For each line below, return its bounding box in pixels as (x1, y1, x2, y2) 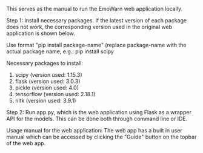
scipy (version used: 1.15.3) (15, 71, 83, 78)
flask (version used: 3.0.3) (15, 78, 81, 85)
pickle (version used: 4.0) (15, 84, 79, 91)
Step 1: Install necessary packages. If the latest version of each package (6, 17, 187, 24)
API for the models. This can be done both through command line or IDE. (6, 115, 188, 122)
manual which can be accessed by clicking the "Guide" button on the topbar (6, 133, 197, 140)
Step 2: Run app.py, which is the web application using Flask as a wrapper (6, 109, 192, 116)
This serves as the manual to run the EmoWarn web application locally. (6, 5, 183, 12)
